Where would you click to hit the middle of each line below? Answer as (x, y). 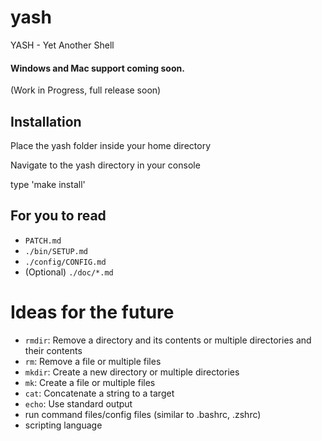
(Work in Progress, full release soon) (86, 90)
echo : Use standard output (78, 403)
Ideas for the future (92, 312)
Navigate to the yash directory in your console (105, 165)
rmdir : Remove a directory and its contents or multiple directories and (168, 340)
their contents (53, 350)
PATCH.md (43, 241)
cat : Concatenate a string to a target (99, 393)
